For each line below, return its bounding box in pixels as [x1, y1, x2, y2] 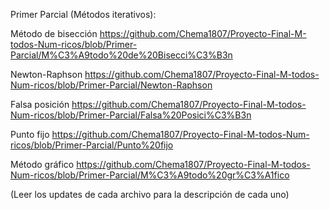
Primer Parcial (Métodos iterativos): [10, 9, 157, 20]
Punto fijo [10, 129, 50, 140]
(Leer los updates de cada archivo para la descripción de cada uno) [10, 189, 290, 200]
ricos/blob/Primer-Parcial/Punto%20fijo [10, 139, 174, 151]
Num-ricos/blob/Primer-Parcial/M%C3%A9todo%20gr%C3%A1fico [10, 169, 290, 181]
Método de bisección [10, 28, 98, 39]
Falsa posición [10, 99, 70, 110]
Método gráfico [10, 159, 75, 170]
